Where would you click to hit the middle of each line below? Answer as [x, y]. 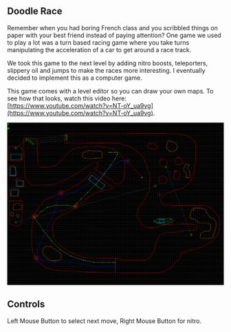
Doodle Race [35, 11]
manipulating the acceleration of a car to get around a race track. [99, 49]
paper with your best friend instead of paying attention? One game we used [114, 35]
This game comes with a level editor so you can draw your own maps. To [110, 91]
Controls [26, 304]
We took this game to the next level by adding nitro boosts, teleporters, [108, 63]
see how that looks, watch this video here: [67, 98]
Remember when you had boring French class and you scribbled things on [112, 27]
